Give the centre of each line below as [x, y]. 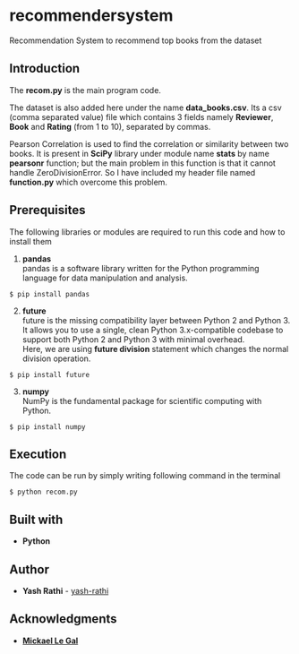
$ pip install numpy [48, 426]
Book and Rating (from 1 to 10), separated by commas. [110, 126]
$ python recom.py [43, 492]
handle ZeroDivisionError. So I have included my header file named [132, 172]
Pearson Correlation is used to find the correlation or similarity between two [149, 143]
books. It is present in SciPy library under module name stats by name [140, 153]
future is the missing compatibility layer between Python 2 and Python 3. [156, 320]
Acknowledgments [64, 619]
